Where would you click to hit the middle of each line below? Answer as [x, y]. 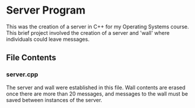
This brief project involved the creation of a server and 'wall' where [88, 32]
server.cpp [22, 74]
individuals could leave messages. [48, 39]
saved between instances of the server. [54, 100]
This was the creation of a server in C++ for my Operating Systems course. [97, 27]
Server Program [46, 10]
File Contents [31, 58]
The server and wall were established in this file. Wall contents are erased [96, 87]
